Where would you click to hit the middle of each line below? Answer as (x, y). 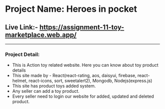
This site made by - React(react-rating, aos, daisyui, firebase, (74, 76)
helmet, (20, 81)
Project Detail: (23, 54)
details (19, 70)
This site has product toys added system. (54, 86)
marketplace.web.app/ (41, 35)
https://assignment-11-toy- (82, 27)
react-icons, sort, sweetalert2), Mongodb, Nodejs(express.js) (91, 81)
